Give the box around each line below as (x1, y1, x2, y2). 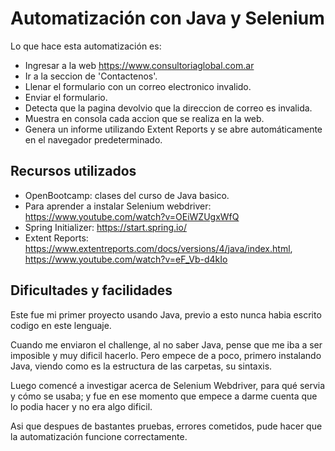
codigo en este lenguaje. (10, 319, 112, 331)
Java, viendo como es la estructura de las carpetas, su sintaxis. (10, 360, 273, 372)
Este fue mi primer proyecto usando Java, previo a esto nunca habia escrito (10, 308, 322, 321)
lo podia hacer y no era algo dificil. (10, 400, 153, 412)
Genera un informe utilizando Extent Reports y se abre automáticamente (24, 123, 323, 135)
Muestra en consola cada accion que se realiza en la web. (24, 112, 265, 124)
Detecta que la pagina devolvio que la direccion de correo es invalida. (24, 102, 313, 114)
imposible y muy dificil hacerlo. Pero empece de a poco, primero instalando (10, 349, 322, 361)
